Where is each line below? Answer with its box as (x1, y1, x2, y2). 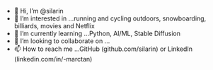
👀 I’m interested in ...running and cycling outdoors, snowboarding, (13, 14, 207, 23)
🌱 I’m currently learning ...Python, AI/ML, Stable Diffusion (13, 29, 181, 37)
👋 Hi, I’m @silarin (13, 7, 64, 15)
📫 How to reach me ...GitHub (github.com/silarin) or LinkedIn (13, 45, 193, 53)
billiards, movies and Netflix (13, 22, 96, 30)
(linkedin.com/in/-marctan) (13, 55, 93, 63)
